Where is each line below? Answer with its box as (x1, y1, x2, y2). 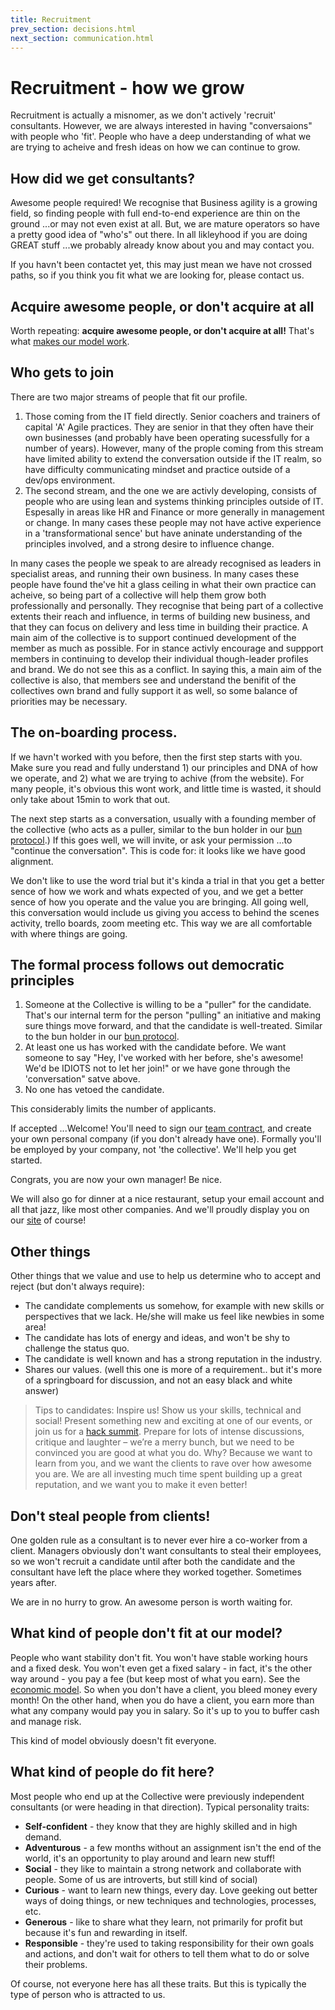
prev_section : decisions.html (10, 24, 137, 34)
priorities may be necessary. (10, 695, 128, 707)
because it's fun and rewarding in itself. (24, 1926, 188, 1938)
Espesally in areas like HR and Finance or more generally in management (24, 506, 325, 518)
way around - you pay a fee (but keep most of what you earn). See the (10, 1672, 301, 1685)
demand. (24, 1831, 62, 1843)
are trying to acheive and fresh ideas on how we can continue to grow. (10, 141, 301, 153)
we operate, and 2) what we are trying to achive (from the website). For (10, 772, 305, 784)
